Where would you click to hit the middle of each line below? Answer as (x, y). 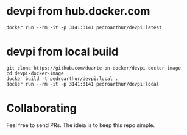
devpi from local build (62, 52)
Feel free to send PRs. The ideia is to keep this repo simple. (81, 125)
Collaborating (42, 108)
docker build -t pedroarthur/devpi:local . (62, 78)
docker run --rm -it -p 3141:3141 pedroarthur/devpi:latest (84, 27)
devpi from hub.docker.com (78, 11)
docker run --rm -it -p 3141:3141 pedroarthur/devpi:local (83, 84)
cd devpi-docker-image (35, 73)
